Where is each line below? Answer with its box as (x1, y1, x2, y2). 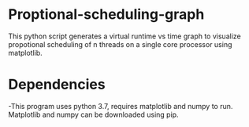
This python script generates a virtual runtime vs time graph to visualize (8, 31, 242, 41)
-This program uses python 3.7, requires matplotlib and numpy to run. (8, 101, 233, 111)
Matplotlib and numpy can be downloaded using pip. (8, 110, 179, 119)
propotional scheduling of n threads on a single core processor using (8, 39, 232, 49)
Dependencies (8, 76, 106, 93)
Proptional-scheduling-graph (8, 5, 205, 24)
